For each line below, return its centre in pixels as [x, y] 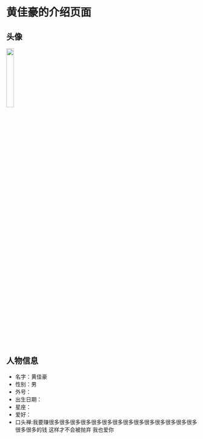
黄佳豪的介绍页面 [49, 12]
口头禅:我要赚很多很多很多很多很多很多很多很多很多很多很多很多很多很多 [106, 422]
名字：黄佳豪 [31, 377]
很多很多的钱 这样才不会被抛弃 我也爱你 [64, 429]
